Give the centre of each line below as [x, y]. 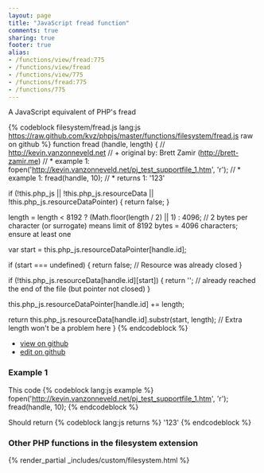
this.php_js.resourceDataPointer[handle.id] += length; [97, 304]
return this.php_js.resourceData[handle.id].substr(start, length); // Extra [125, 320]
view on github [44, 343]
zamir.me [23, 161]
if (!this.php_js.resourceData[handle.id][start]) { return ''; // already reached [132, 281]
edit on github [43, 352]
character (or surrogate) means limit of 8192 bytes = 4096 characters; [123, 226]
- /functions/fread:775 [48, 82]
